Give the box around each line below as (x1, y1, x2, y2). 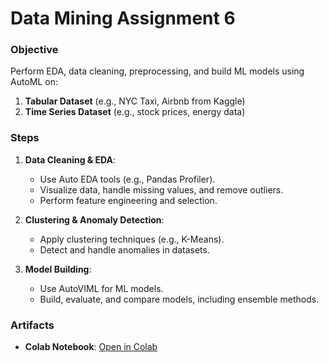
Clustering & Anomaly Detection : (24, 213, 165, 226)
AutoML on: (10, 76, 58, 88)
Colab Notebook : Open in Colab (24, 341, 158, 353)
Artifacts (10, 318, 55, 332)
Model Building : (24, 263, 92, 275)
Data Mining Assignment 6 (10, 7, 236, 30)
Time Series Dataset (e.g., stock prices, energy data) (24, 106, 246, 118)
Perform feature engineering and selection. (39, 194, 218, 206)
